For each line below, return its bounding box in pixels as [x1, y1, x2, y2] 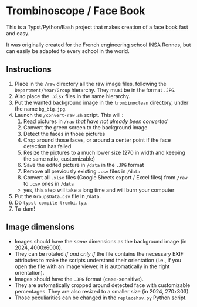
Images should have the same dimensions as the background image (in [14, 238, 187, 245]
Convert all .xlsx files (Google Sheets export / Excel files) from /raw [23, 173, 188, 181]
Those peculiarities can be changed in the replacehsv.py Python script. [14, 294, 187, 301]
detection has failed [23, 142, 72, 149]
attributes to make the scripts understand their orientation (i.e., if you [14, 256, 182, 263]
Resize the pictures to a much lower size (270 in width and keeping [23, 149, 186, 156]
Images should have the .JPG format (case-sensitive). [14, 275, 144, 282]
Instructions [6, 65, 52, 75]
